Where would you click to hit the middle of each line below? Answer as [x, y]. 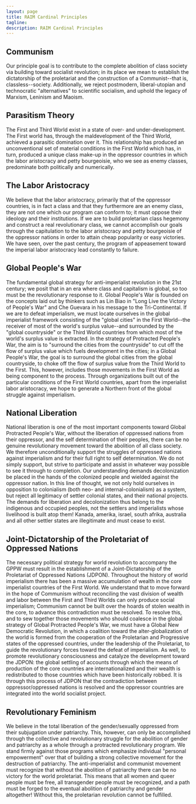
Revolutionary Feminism [51, 712]
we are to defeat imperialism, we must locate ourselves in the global [88, 313]
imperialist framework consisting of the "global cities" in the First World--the [98, 319]
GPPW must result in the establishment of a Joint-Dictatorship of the [89, 569]
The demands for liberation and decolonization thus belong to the [85, 502]
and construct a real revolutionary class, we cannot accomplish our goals [94, 224]
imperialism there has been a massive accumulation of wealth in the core [94, 581]
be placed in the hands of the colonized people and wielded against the [92, 477]
